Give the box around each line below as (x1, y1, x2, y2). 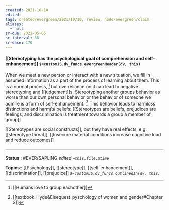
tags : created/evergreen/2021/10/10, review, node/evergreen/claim (5, 17, 150, 22)
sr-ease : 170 (5, 40, 33, 45)
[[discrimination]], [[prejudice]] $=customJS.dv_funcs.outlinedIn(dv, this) (5, 170, 160, 176)
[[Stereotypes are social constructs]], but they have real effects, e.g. (5, 126, 147, 132)
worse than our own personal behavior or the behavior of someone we (5, 94, 151, 100)
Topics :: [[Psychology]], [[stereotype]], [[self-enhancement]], (5, 164, 133, 171)
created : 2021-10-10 (5, 7, 49, 13)
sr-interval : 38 (5, 36, 39, 41)
